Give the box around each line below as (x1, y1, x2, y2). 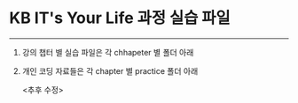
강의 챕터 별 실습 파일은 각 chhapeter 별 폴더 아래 (21, 47, 194, 57)
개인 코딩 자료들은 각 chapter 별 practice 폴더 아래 (21, 65, 199, 76)
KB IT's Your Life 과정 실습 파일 (9, 8, 231, 28)
